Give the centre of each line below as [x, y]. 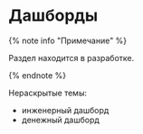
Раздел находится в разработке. [71, 58]
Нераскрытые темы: [48, 93]
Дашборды [53, 16]
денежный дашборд [61, 120]
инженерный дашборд [65, 110]
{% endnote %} [38, 75]
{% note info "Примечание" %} [68, 40]
